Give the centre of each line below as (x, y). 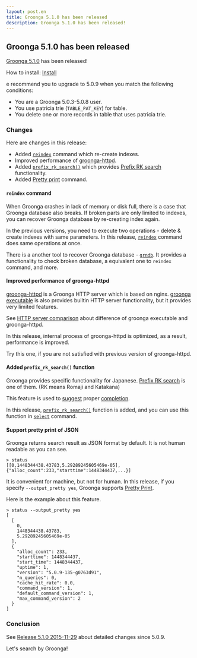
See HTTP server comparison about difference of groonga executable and (97, 318)
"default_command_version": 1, (55, 594)
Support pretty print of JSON (42, 430)
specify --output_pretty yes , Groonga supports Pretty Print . (80, 488)
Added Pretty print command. (51, 179)
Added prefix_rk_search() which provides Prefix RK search (88, 167)
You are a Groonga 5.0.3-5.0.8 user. (58, 102)
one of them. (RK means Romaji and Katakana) (63, 387)
